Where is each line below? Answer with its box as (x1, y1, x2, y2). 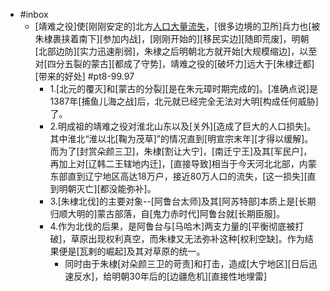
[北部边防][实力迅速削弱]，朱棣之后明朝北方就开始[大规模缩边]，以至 (34, 45, 318, 57)
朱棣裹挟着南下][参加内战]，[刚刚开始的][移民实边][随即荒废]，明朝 (34, 33, 310, 44)
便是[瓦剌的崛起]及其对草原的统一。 (58, 245, 206, 257)
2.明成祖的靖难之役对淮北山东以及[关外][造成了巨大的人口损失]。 (49, 120, 317, 132)
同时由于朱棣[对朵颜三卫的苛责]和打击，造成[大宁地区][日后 (64, 258, 309, 269)
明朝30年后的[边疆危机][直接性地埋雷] (111, 270, 268, 282)
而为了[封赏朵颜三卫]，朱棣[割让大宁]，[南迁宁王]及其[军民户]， (49, 145, 313, 157)
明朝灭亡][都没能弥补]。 (58, 183, 157, 194)
